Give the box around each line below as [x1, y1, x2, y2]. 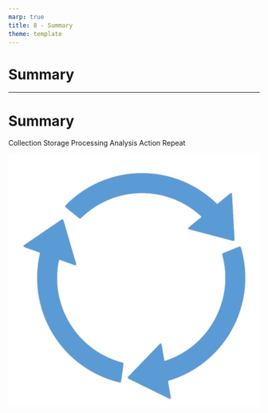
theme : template [8, 30, 62, 38]
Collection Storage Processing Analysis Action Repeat [8, 138, 186, 148]
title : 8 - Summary [8, 21, 73, 30]
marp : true [8, 13, 45, 21]
